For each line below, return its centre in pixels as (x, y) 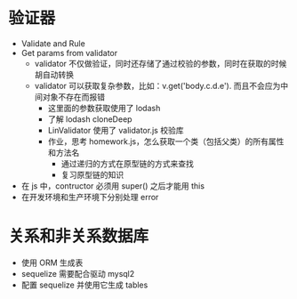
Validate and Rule (53, 43)
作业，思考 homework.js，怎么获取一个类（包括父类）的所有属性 (166, 141)
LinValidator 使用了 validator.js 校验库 (116, 130)
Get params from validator (69, 53)
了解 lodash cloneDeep (90, 119)
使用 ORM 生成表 (52, 263)
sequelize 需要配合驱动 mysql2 (78, 273)
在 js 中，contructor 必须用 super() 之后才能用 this (113, 186)
